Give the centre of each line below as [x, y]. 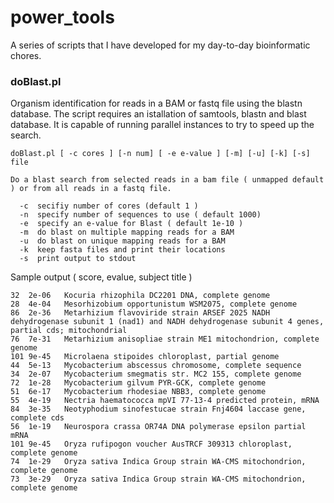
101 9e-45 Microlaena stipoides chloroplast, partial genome [145, 357]
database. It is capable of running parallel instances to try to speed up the [162, 125]
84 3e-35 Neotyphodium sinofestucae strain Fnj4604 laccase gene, [158, 409]
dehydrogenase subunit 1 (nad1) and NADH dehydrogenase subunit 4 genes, [167, 322]
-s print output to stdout [78, 259]
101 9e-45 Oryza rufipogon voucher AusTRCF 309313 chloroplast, [151, 444]
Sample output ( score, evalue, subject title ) [101, 277]
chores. [26, 55]
